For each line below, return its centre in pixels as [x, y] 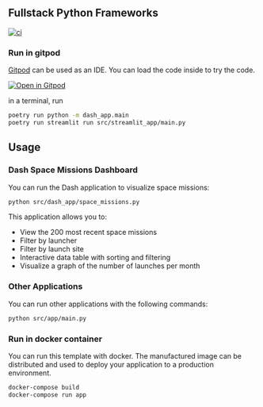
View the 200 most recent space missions [88, 232]
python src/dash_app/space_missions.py [74, 202]
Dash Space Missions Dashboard [73, 170]
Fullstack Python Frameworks [83, 13]
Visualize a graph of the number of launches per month [110, 266]
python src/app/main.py [48, 318]
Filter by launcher [48, 240]
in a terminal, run [36, 101]
